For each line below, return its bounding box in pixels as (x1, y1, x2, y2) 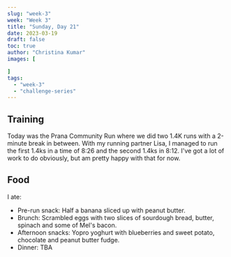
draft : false (7, 36, 45, 43)
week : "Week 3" (7, 17, 52, 24)
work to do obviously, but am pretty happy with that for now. (7, 154, 181, 162)
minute (7, 139, 27, 148)
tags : (7, 75, 23, 81)
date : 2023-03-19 (7, 29, 58, 37)
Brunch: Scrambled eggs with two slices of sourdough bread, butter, (17, 213, 214, 221)
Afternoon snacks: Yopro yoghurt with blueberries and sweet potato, (17, 228, 215, 237)
